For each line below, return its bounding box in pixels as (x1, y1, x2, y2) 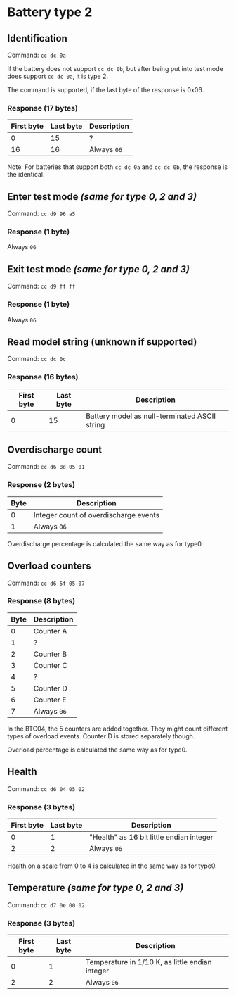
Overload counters (7, 560, 91, 572)
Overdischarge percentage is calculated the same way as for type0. (7, 539, 204, 548)
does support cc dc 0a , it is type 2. (7, 72, 109, 80)
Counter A (33, 626, 67, 636)
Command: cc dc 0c (7, 355, 67, 363)
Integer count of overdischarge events (33, 510, 160, 519)
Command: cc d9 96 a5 (7, 209, 76, 218)
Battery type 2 (7, 4, 93, 20)
